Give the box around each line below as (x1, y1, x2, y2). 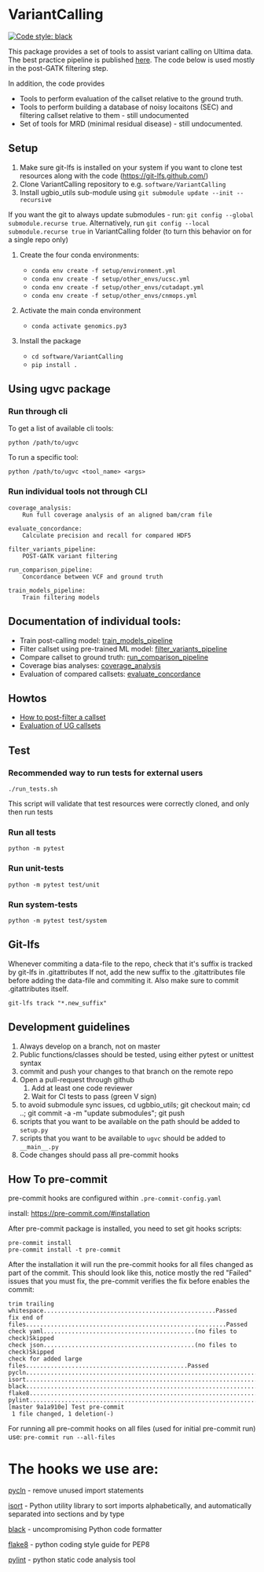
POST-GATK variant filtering (22, 552, 118, 560)
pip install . (31, 361, 78, 369)
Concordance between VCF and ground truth (22, 572, 163, 581)
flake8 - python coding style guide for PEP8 (8, 1540, 150, 1549)
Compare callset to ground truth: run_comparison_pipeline (19, 652, 209, 662)
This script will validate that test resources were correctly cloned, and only (8, 799, 250, 809)
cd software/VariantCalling (31, 352, 123, 361)
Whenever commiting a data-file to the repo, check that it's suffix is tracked (8, 959, 253, 968)
